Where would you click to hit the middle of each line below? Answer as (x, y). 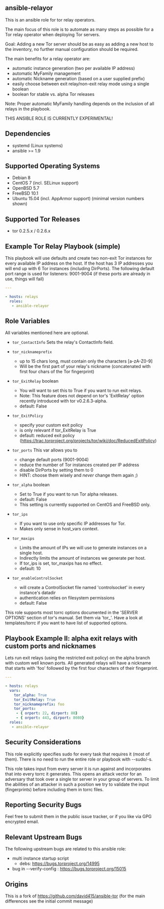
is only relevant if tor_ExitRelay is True (58, 431)
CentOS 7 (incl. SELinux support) (45, 183)
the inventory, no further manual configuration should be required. (72, 49)
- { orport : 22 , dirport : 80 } (47, 713)
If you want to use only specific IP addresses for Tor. (72, 523)
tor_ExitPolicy (28, 416)
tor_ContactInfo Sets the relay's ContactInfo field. (63, 342)
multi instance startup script (40, 859)
